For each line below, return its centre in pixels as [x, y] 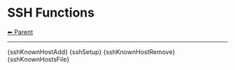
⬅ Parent [20, 32]
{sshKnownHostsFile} [38, 59]
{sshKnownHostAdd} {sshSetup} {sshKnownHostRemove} [91, 52]
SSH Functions [51, 13]
